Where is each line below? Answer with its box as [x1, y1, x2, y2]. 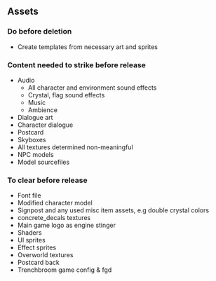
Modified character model [17, 199, 93, 207]
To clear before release [7, 175, 88, 185]
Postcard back [17, 259, 60, 267]
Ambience [27, 105, 58, 114]
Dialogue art [17, 113, 53, 121]
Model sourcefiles [17, 158, 70, 166]
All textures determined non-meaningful [17, 143, 133, 151]
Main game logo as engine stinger [17, 221, 116, 230]
